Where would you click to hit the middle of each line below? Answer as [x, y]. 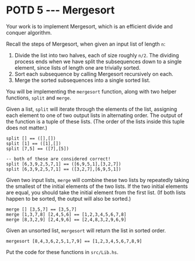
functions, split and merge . [39, 98]
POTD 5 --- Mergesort [60, 10]
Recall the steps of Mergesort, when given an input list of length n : [86, 44]
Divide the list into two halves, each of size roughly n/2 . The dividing [97, 55]
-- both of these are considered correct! [58, 159]
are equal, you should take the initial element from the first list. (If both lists [96, 192]
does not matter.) [27, 128]
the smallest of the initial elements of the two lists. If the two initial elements [97, 186]
